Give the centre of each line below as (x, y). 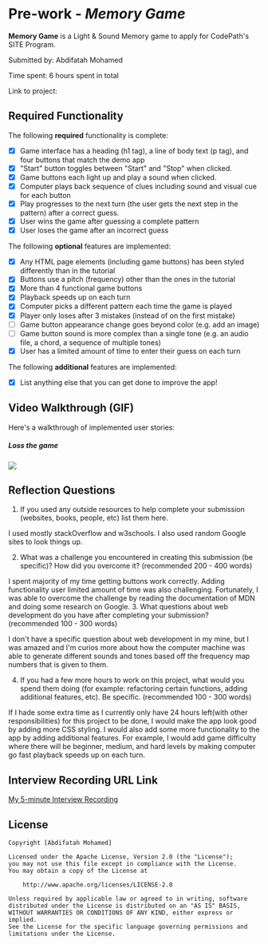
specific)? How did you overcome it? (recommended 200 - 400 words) (136, 566)
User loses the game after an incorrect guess (94, 230)
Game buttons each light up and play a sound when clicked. (118, 177)
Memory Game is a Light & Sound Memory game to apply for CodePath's (129, 36)
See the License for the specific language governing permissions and (128, 927)
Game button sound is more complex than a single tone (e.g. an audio (134, 333)
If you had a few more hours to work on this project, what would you (132, 680)
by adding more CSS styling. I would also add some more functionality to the (134, 730)
